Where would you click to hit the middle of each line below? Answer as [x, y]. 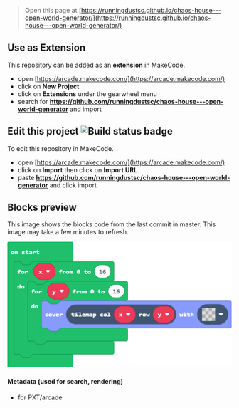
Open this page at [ [53, 10]
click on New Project [48, 86]
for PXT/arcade [40, 397]
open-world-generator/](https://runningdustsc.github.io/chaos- [118, 18]
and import [86, 109]
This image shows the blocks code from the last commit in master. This [112, 224]
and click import [73, 185]
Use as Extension [47, 48]
